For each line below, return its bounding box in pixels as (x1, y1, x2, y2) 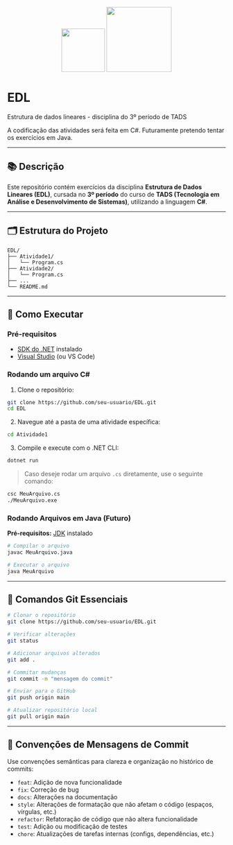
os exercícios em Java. (7, 133, 73, 141)
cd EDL (7, 406, 26, 412)
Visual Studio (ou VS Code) (17, 352, 96, 360)
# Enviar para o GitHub (7, 688, 76, 695)
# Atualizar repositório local (7, 707, 98, 714)
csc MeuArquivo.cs (7, 491, 60, 498)
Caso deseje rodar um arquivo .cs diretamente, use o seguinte (24, 470, 203, 478)
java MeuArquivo (7, 568, 54, 575)
